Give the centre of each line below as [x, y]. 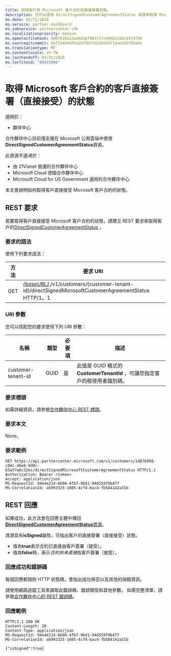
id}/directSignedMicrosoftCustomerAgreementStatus [86, 291]
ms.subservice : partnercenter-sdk [42, 29]
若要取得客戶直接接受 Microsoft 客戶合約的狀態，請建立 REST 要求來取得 [81, 221]
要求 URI [93, 272]
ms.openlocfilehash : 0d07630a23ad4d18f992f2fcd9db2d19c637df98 [74, 39]
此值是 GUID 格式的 [100, 365]
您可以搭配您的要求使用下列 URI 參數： [46, 326]
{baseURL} [36, 284]
